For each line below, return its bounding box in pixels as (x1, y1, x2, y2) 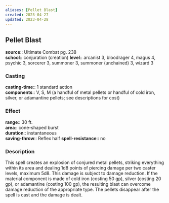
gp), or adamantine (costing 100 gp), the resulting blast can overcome (5, 181, 151, 187)
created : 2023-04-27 (5, 12, 49, 17)
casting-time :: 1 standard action (5, 84, 72, 90)
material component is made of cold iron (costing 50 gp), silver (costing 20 (5, 176, 161, 182)
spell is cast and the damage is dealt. (5, 192, 82, 198)
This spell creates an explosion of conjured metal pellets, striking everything (5, 159, 164, 165)
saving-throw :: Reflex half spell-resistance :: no (5, 135, 106, 141)
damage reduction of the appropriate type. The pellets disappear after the (5, 186, 159, 193)
